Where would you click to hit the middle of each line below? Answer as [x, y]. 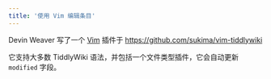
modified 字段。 [35, 67]
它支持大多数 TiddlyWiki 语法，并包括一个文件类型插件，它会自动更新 [124, 56]
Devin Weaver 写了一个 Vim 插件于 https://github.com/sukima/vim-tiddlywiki [135, 39]
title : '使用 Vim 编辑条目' [52, 16]
